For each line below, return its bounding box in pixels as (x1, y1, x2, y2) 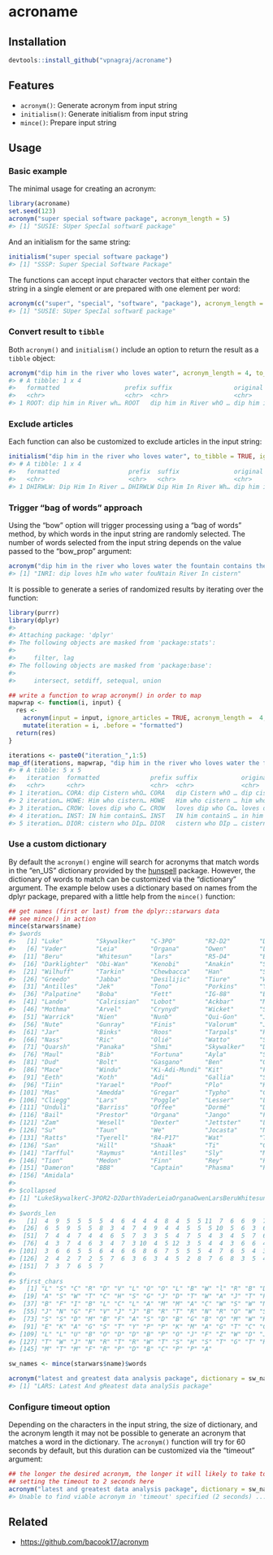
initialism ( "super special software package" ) (8, 253, 169, 261)
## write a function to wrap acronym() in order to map (8, 691, 201, 700)
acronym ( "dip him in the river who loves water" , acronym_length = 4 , (8, 369, 253, 377)
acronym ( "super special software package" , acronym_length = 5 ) (8, 214, 231, 223)
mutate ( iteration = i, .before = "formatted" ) (23, 721, 184, 730)
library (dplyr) (8, 616, 60, 624)
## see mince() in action (8, 915, 96, 923)
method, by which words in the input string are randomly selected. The (8, 529, 245, 539)
